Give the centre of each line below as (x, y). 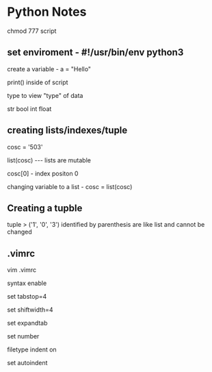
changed (19, 232)
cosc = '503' (25, 147)
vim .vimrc (22, 270)
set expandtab (27, 323)
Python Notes (47, 12)
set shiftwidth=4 (30, 310)
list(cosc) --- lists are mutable (49, 160)
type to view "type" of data (45, 95)
